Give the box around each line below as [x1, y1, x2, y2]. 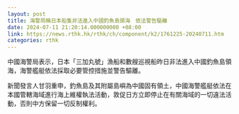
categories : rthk [7, 37, 59, 44]
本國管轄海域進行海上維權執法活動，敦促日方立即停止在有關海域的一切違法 [7, 90, 225, 99]
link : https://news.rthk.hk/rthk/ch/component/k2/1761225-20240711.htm [7, 30, 224, 38]
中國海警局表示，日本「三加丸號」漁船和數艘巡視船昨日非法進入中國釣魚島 [7, 58, 225, 66]
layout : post [7, 10, 46, 18]
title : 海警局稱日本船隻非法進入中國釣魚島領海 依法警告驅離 [7, 17, 168, 24]
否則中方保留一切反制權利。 [19, 99, 101, 108]
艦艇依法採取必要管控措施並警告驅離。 [31, 66, 144, 75]
